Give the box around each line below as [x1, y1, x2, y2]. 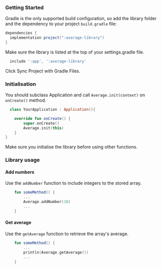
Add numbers [5, 169, 35, 175]
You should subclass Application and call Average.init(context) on [5, 92, 145, 98]
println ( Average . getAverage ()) [23, 250, 89, 255]
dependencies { [5, 31, 37, 36]
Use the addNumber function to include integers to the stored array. [5, 180, 142, 186]
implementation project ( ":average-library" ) [10, 35, 105, 40]
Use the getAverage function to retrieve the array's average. [5, 231, 129, 237]
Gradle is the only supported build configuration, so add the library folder [5, 16, 157, 22]
